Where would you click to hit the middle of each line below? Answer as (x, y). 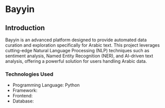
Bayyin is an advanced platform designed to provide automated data (76, 40)
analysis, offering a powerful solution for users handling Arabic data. (76, 61)
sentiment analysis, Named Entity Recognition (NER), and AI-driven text (79, 56)
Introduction (25, 28)
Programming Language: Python (46, 85)
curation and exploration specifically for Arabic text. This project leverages (82, 45)
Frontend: (22, 96)
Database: (23, 101)
